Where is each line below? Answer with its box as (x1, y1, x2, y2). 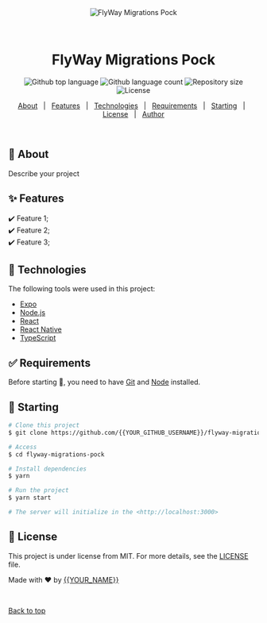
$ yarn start (8, 494, 52, 502)
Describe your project (8, 168, 79, 178)
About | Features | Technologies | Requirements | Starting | (17, 101, 246, 110)
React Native (19, 325, 62, 334)
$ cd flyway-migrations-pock (8, 450, 105, 459)
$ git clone (8, 429, 48, 436)
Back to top (8, 606, 46, 615)
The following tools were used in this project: (8, 284, 156, 294)
